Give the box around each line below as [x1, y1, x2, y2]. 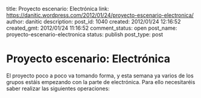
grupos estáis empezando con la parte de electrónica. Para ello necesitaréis [6, 78, 196, 85]
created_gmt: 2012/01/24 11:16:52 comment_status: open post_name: [6, 24, 177, 31]
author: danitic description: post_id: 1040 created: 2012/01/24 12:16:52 [6, 18, 181, 25]
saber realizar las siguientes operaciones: [6, 85, 110, 92]
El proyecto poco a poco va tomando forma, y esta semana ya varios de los [6, 72, 194, 79]
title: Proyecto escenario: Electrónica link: [6, 5, 110, 12]
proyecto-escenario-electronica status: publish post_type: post [6, 31, 164, 38]
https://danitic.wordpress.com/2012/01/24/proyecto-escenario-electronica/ [6, 11, 194, 19]
